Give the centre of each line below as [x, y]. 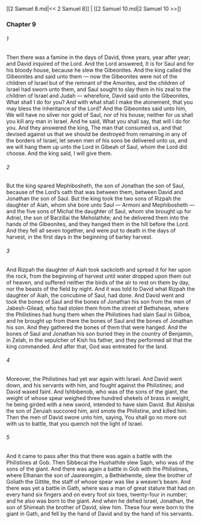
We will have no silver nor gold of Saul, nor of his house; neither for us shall [100, 115]
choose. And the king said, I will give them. [59, 154]
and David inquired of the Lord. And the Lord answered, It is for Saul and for [100, 64]
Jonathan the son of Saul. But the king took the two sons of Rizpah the [94, 199]
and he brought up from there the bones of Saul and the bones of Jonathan [100, 321]
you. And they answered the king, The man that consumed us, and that [94, 128]
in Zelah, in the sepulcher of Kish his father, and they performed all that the [99, 340]
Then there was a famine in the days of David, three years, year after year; [98, 57]
